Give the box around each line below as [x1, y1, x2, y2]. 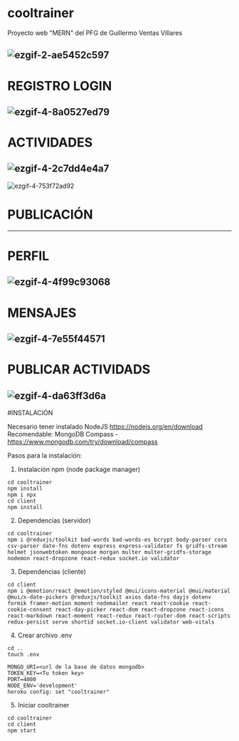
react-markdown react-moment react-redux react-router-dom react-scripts [7, 612, 231, 619]
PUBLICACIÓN [7, 206, 94, 223]
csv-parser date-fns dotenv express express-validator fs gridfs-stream [7, 542, 228, 550]
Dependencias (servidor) [17, 516, 91, 525]
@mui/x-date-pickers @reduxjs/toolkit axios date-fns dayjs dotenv [7, 594, 212, 601]
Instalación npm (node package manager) [17, 465, 141, 473]
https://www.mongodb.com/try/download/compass [7, 438, 158, 446]
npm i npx [7, 491, 37, 498]
